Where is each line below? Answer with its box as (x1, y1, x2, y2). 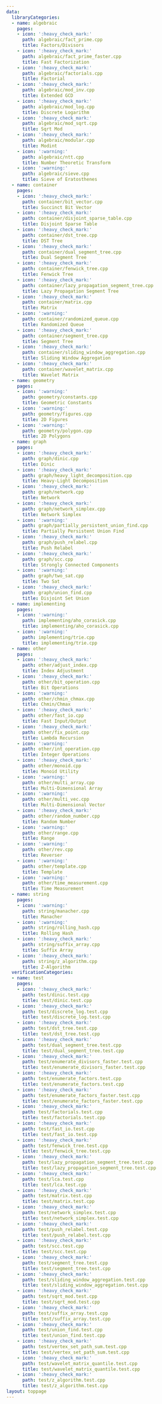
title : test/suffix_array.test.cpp (22, 1316, 111, 1322)
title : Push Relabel (22, 545, 74, 551)
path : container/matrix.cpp (22, 299, 93, 305)
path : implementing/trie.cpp (22, 634, 95, 640)
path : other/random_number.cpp (22, 813, 100, 819)
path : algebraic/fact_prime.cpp (22, 37, 103, 43)
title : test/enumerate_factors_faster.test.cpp (22, 1098, 143, 1104)
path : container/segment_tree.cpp (22, 333, 109, 339)
